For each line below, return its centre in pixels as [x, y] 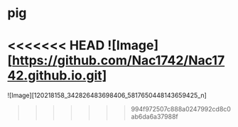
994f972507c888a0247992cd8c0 [181, 109]
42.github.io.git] [57, 76]
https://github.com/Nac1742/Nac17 [118, 61]
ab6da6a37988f [155, 117]
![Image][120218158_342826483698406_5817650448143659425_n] [107, 95]
